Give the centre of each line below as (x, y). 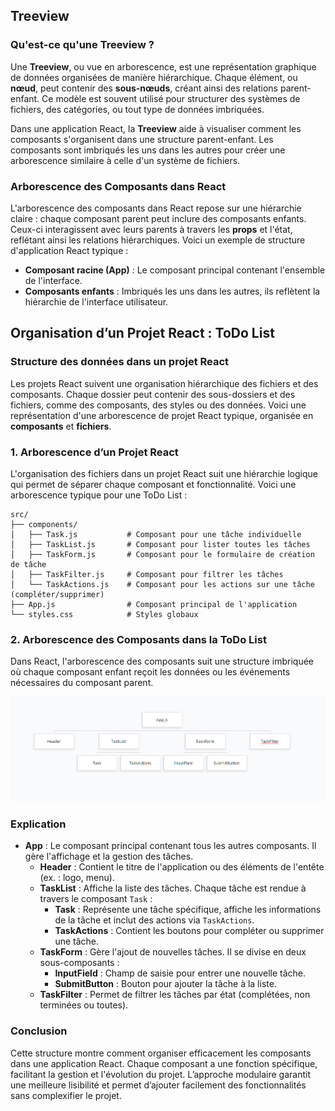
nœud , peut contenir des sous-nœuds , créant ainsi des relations (144, 88)
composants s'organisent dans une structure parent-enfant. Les (142, 139)
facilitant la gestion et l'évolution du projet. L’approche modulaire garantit (161, 1074)
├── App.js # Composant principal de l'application (154, 604)
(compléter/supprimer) (57, 594)
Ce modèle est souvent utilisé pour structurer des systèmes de (171, 98)
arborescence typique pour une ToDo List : (99, 495)
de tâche (28, 564)
